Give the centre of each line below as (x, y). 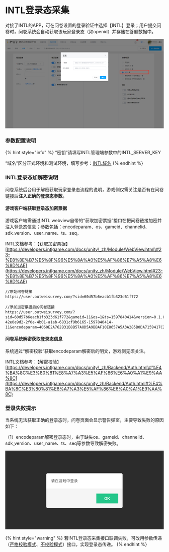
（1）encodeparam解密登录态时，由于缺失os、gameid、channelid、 (76, 437)
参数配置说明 (21, 141)
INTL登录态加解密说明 (32, 178)
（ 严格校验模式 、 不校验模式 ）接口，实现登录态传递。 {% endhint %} (76, 544)
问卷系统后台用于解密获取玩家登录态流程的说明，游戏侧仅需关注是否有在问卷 (84, 189)
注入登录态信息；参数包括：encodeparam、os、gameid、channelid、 (77, 227)
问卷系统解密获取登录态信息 (34, 339)
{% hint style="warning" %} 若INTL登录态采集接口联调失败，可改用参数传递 (84, 538)
